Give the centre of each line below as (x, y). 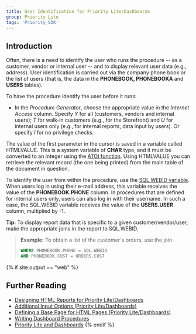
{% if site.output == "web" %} (42, 267)
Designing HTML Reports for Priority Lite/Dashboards (79, 299)
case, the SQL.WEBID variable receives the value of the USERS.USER (90, 205)
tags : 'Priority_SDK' (32, 22)
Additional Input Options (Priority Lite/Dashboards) (75, 306)
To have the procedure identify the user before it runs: (71, 97)
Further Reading (36, 286)
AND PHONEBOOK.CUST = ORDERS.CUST (62, 256)
